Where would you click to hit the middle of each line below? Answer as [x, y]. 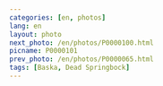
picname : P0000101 [43, 51]
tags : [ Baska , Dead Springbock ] [69, 68]
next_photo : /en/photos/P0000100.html [81, 43]
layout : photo [36, 34]
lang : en [26, 26]
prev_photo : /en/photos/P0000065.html [81, 59]
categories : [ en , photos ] [57, 17]
